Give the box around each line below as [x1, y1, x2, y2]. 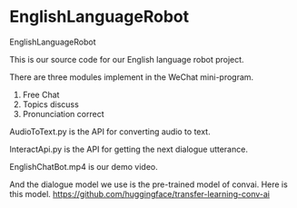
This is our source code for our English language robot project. [9, 54, 244, 64]
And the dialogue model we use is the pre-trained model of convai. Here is [9, 179, 288, 190]
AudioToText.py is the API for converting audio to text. [9, 125, 211, 137]
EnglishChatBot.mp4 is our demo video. [9, 161, 159, 172]
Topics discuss [22, 98, 79, 110]
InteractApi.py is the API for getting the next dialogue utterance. [9, 144, 248, 154]
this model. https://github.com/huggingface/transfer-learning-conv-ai [9, 188, 271, 199]
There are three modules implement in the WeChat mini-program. [9, 71, 254, 83]
